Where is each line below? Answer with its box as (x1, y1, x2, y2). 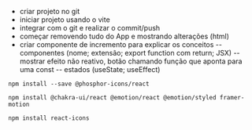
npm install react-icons (8, 114, 90, 122)
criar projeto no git (19, 7, 80, 16)
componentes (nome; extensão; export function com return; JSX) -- (19, 49, 240, 57)
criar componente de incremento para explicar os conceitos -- (19, 40, 223, 49)
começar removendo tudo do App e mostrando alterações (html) (19, 31, 230, 41)
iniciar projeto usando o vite (19, 15, 110, 24)
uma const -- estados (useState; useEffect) (19, 65, 161, 74)
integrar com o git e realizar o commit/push (19, 23, 161, 32)
